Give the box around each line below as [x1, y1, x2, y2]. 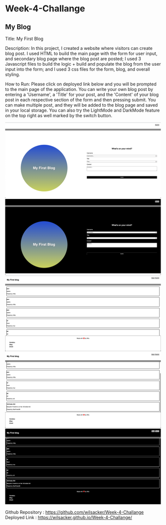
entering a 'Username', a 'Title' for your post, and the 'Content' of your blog [5, 92, 159, 97]
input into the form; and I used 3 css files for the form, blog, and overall [5, 66, 150, 72]
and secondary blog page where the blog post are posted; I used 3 [5, 56, 141, 62]
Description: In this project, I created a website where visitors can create [5, 45, 153, 51]
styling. [5, 72, 20, 77]
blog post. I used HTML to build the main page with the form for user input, [5, 50, 158, 56]
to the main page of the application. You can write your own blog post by [5, 86, 153, 92]
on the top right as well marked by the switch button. [5, 113, 113, 119]
